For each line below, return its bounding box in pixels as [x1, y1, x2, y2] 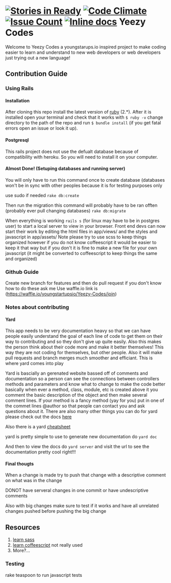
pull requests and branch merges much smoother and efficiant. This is [5, 355, 153, 361]
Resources [5, 523, 40, 532]
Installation [5, 97, 30, 103]
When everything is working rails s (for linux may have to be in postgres [5, 218, 160, 224]
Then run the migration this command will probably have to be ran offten [5, 202, 158, 208]
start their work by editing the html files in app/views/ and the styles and [5, 228, 158, 234]
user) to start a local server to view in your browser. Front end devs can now [5, 223, 166, 229]
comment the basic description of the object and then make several [5, 392, 148, 398]
